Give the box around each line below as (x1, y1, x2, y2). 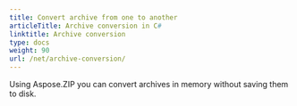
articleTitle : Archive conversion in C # (9, 21, 163, 30)
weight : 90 (9, 46, 50, 55)
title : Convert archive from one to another (9, 12, 178, 22)
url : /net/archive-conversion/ (9, 54, 126, 63)
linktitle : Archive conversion (9, 29, 126, 38)
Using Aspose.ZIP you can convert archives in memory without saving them (9, 79, 289, 89)
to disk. (9, 88, 37, 99)
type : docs (9, 37, 50, 47)
